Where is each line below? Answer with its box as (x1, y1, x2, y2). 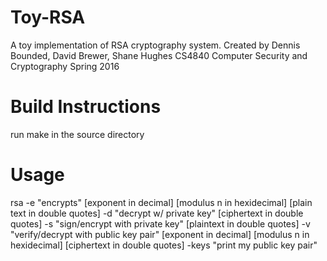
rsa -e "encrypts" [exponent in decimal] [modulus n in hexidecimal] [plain (10, 196, 313, 208)
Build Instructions (10, 96, 162, 118)
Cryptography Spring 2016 (10, 60, 120, 72)
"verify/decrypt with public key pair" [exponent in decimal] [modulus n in (10, 228, 310, 240)
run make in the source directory (10, 128, 145, 140)
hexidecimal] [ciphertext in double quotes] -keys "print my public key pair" (10, 239, 318, 251)
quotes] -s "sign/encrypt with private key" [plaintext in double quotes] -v (10, 217, 311, 230)
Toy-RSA (10, 6, 86, 29)
